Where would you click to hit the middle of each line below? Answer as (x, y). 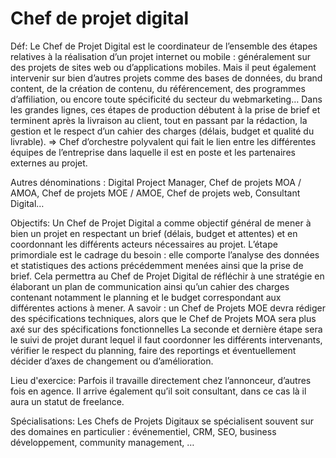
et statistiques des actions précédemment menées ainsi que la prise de (157, 265)
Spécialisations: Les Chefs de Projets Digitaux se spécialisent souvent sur (162, 421)
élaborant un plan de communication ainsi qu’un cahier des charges (150, 286)
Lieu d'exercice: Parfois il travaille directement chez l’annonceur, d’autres (161, 380)
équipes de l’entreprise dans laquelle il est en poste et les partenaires (153, 152)
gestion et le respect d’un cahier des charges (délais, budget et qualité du (162, 131)
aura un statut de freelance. (67, 401)
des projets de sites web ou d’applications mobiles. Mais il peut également (163, 67)
